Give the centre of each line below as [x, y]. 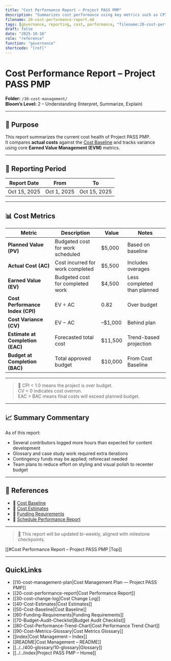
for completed [72, 283]
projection [139, 344]
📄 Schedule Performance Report [47, 519]
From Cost [140, 358]
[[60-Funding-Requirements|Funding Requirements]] [68, 615]
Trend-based [143, 337]
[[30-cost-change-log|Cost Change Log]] [56, 599]
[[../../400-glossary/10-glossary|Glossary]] [57, 648]
